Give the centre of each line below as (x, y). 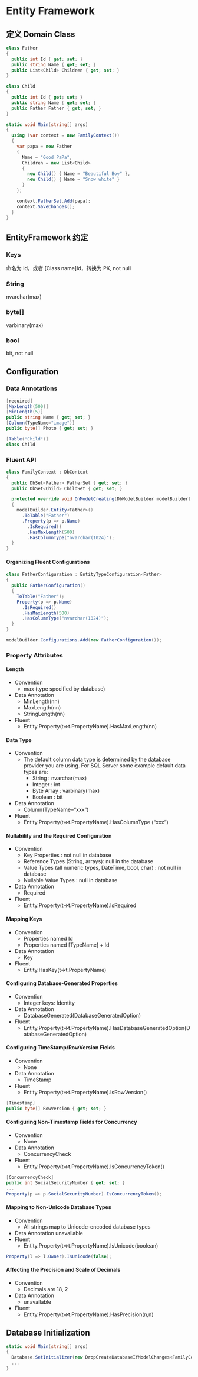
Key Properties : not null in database (67, 855)
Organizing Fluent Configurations (48, 562)
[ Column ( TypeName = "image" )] (41, 423)
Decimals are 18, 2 (46, 1289)
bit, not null (20, 353)
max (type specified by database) (64, 689)
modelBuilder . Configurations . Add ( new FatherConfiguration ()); (84, 640)
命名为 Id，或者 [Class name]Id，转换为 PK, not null (69, 268)
